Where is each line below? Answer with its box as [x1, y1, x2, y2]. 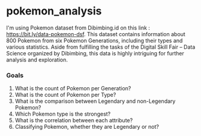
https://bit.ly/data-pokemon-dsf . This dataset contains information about [6, 30, 186, 37]
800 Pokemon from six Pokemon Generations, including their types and [6, 37, 183, 44]
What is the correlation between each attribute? [14, 117, 133, 124]
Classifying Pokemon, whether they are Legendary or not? [14, 123, 159, 131]
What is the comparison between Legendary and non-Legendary [14, 97, 176, 105]
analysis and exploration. [6, 56, 68, 63]
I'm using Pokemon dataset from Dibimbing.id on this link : [6, 24, 150, 31]
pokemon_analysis [6, 4, 102, 18]
